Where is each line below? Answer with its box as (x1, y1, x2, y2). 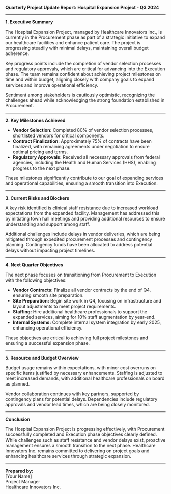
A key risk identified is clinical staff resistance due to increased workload (5, 205, 159, 211)
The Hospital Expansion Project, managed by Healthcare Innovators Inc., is (5, 29, 162, 35)
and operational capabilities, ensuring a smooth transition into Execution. (5, 180, 158, 186)
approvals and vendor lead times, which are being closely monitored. (5, 402, 150, 407)
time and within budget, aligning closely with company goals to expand (5, 76, 154, 83)
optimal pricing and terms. (12, 149, 68, 155)
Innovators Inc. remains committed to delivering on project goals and (5, 448, 150, 454)
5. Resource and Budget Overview (5, 355, 79, 361)
